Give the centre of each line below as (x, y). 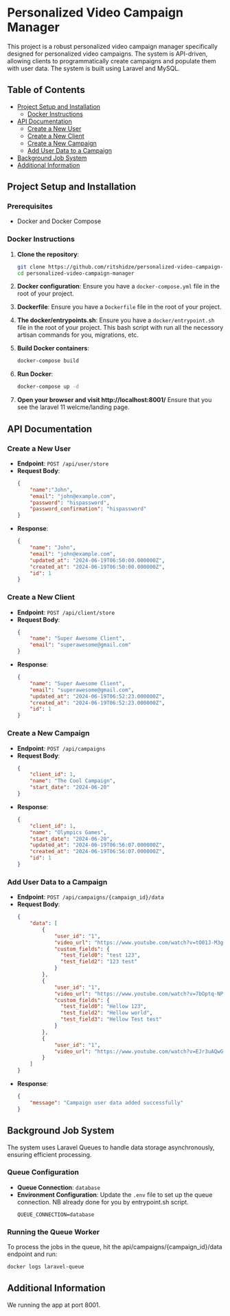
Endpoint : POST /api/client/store (66, 612)
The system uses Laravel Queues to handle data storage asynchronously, (111, 1147)
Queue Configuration (43, 1172)
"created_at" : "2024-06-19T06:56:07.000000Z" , (97, 852)
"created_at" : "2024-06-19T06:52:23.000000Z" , (97, 703)
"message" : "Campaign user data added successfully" (107, 1103)
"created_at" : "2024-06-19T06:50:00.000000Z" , (97, 567)
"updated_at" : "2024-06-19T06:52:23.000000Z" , (97, 696)
